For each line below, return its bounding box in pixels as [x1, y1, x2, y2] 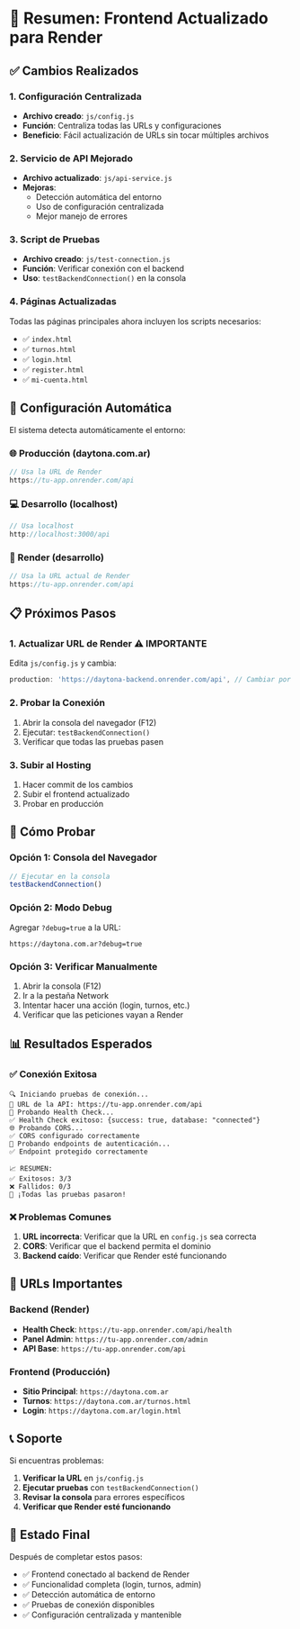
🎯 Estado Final [9, 1527, 91, 1543]
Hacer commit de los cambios [22, 779, 134, 790]
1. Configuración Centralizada [9, 90, 142, 103]
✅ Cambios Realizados [9, 63, 139, 78]
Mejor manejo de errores [35, 211, 128, 222]
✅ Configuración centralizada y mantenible [22, 1609, 182, 1620]
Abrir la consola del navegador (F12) [22, 717, 157, 728]
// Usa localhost [9, 521, 75, 530]
